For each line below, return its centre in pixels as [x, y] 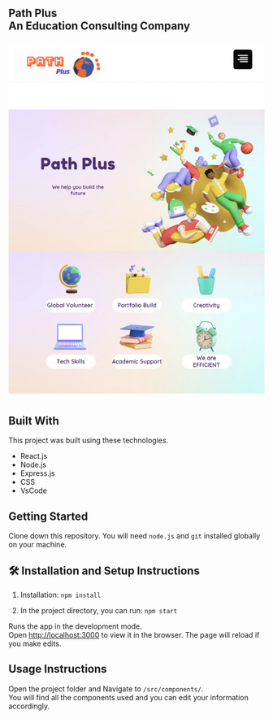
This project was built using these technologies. [89, 440]
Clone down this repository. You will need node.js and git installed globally [134, 536]
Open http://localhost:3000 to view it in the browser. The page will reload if [134, 634]
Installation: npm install [61, 595]
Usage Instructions [58, 669]
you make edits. [35, 643]
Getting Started [48, 516]
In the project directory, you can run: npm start [99, 610]
